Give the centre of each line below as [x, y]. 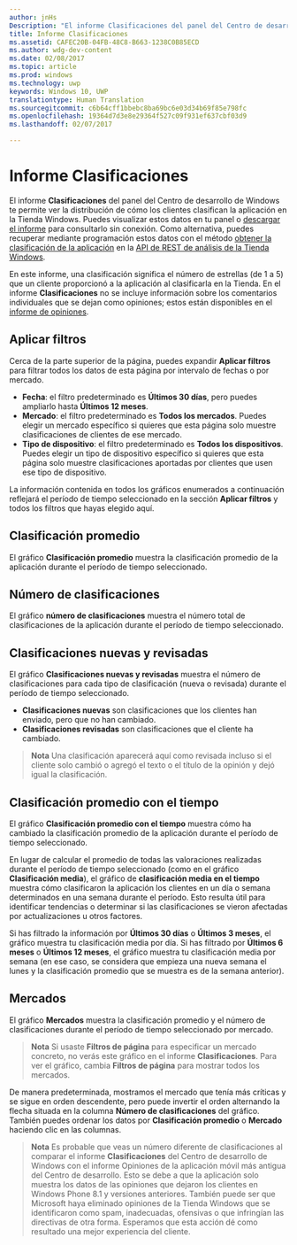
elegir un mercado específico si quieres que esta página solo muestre [149, 425]
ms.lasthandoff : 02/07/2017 [61, 125]
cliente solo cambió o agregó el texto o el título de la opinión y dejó [153, 765]
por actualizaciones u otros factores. [76, 916]
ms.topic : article [43, 67]
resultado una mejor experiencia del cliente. [110, 1231]
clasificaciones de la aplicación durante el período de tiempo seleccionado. [147, 625]
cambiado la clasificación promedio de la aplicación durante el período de [144, 833]
